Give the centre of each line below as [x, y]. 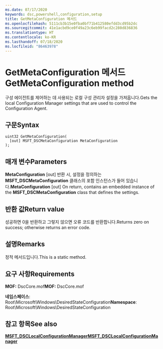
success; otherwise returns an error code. [48, 227]
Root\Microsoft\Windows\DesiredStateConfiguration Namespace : [71, 302]
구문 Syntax [22, 125]
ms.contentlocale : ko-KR [31, 38]
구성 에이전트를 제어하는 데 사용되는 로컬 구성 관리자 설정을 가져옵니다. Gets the [81, 97]
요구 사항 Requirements [40, 274]
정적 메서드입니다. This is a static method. [46, 257]
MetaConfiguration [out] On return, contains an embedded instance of [82, 187]
